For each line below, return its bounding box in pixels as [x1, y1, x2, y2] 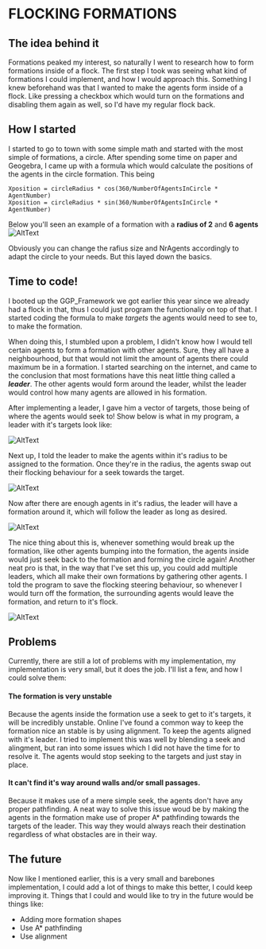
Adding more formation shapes [19, 914, 121, 924]
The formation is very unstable [8, 691, 113, 701]
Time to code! [8, 275, 78, 289]
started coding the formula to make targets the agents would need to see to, [8, 313, 258, 322]
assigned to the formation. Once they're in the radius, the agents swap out [8, 459, 252, 469]
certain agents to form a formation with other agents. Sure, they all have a [8, 345, 250, 355]
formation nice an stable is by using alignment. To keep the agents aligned [8, 725, 252, 736]
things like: [8, 899, 44, 908]
